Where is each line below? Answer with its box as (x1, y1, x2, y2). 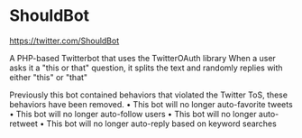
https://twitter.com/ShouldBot (9, 35, 120, 46)
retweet (9, 118, 39, 129)
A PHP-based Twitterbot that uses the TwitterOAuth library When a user (9, 52, 277, 63)
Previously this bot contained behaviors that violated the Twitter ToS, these (9, 89, 288, 100)
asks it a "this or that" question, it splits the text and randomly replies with (9, 62, 283, 73)
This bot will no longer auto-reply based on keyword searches (46, 118, 277, 129)
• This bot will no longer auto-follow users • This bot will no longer (9, 108, 257, 119)
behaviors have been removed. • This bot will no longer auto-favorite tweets (9, 98, 293, 109)
